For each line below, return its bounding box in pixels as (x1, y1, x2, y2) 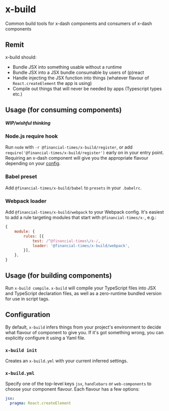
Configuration (5, 310, 51, 319)
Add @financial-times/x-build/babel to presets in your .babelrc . (5, 185, 142, 191)
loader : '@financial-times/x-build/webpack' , (32, 243, 130, 248)
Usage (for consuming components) (5, 106, 122, 114)
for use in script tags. (5, 296, 50, 302)
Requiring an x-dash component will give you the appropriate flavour (5, 155, 148, 161)
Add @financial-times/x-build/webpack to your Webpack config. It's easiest (5, 209, 164, 215)
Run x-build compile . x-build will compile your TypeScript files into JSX (5, 285, 156, 291)
